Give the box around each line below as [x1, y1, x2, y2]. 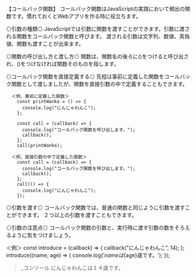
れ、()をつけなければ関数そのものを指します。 [6, 60, 119, 67]
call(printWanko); [17, 142, 63, 148]
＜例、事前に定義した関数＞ [11, 94, 70, 99]
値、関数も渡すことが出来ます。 [6, 41, 85, 47]
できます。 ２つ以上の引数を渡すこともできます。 [16, 211, 137, 219]
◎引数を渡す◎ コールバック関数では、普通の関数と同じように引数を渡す [6, 204, 185, 211]
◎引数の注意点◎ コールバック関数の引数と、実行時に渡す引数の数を [6, 224, 175, 231]
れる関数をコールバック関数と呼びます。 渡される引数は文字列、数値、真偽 [6, 33, 190, 40]
